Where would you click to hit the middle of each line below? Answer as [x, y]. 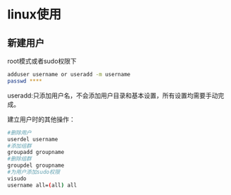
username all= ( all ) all [42, 185]
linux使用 [35, 14]
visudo [17, 178]
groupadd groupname [36, 153]
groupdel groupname [36, 166]
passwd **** [25, 81]
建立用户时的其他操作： [41, 119]
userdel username [33, 139]
